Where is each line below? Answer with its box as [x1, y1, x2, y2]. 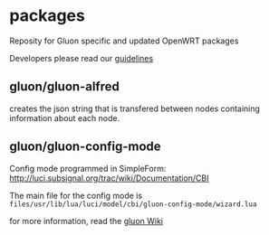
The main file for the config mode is [9, 190, 143, 201]
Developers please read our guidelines [9, 52, 154, 63]
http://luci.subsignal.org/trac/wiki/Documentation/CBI [9, 173, 209, 183]
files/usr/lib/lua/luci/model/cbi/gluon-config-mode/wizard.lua [9, 200, 257, 209]
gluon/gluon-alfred [9, 79, 120, 95]
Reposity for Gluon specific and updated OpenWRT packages [9, 35, 239, 46]
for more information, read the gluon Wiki [9, 215, 164, 226]
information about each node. [9, 112, 120, 123]
